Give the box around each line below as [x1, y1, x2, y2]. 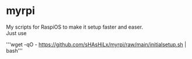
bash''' [6, 47, 23, 54]
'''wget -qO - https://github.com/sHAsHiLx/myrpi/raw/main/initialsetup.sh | [6, 41, 187, 48]
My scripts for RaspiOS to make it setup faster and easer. [6, 23, 144, 30]
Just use [6, 29, 27, 36]
